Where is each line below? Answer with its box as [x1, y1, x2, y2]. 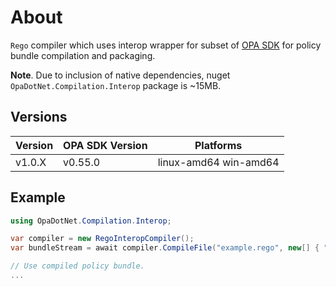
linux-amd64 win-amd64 [157, 155, 280, 169]
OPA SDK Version [63, 138, 148, 152]
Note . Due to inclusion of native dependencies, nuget [10, 69, 231, 81]
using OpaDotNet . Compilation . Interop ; [10, 216, 172, 226]
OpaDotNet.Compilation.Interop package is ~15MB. [10, 79, 222, 91]
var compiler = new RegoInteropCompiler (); [10, 234, 195, 244]
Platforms [194, 138, 243, 152]
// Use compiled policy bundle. [10, 261, 145, 271]
